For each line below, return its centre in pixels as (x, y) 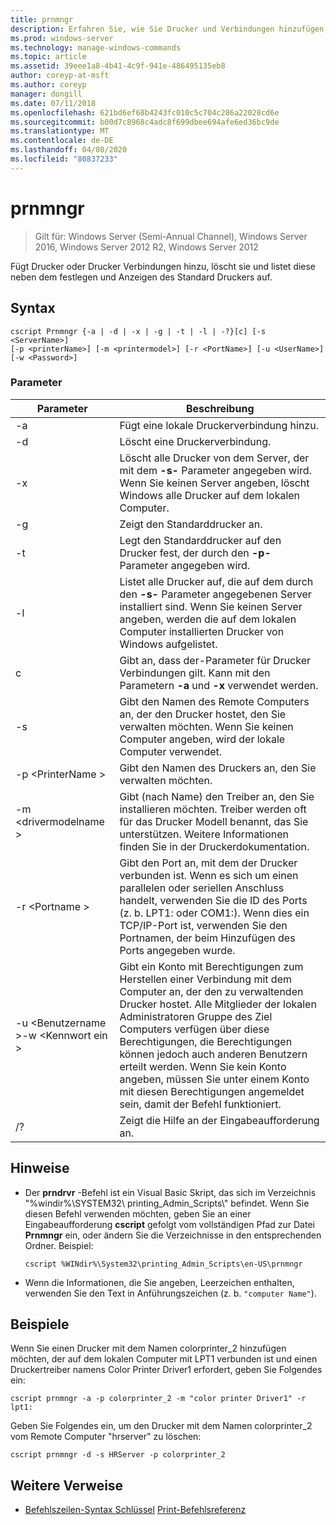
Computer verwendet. (171, 751)
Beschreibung (220, 408)
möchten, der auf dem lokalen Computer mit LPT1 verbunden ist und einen (164, 1359)
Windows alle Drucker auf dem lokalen (210, 495)
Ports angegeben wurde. (177, 950)
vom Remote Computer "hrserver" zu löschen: (106, 1437)
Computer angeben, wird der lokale (202, 739)
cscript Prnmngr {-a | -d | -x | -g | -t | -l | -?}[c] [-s (138, 331)
